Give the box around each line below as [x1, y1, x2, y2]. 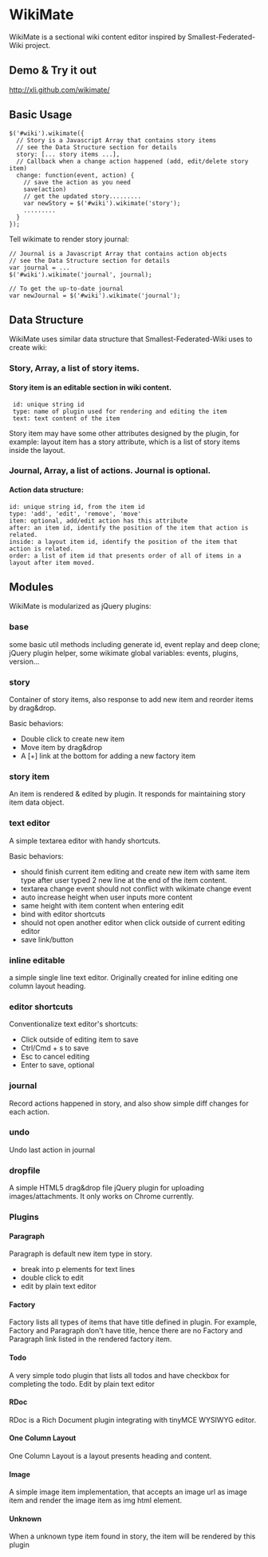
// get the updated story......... [23, 192, 142, 201]
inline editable [9, 955, 65, 966]
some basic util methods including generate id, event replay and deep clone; [9, 639, 261, 649]
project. [25, 40, 51, 50]
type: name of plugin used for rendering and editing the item [12, 407, 227, 415]
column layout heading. [9, 981, 86, 991]
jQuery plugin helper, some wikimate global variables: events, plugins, [9, 648, 238, 657]
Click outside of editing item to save [20, 1035, 139, 1044]
